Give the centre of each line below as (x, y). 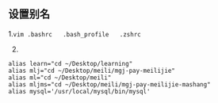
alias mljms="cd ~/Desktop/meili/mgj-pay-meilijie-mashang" (110, 84)
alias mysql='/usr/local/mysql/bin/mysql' (79, 91)
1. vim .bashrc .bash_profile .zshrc (75, 33)
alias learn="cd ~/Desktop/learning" (71, 63)
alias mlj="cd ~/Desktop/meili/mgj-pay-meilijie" (92, 71)
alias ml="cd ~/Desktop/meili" (60, 78)
